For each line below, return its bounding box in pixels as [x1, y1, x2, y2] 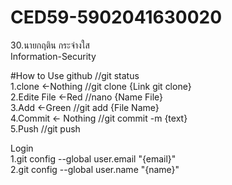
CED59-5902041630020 [10, 6, 223, 29]
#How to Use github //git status [10, 69, 140, 81]
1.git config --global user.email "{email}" [10, 152, 177, 165]
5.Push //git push [10, 122, 81, 135]
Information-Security [10, 50, 97, 62]
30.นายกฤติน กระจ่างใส [10, 39, 90, 51]
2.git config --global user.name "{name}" [10, 163, 180, 175]
